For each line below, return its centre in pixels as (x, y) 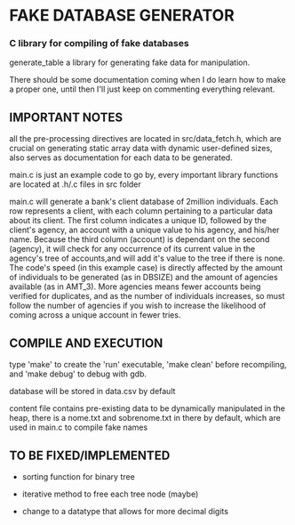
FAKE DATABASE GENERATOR (122, 16)
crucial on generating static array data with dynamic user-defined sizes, (141, 149)
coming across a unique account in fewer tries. (95, 315)
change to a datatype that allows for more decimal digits (125, 511)
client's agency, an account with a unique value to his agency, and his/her (144, 230)
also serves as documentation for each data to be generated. (121, 157)
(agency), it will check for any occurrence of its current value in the (132, 249)
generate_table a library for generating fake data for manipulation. (130, 62)
